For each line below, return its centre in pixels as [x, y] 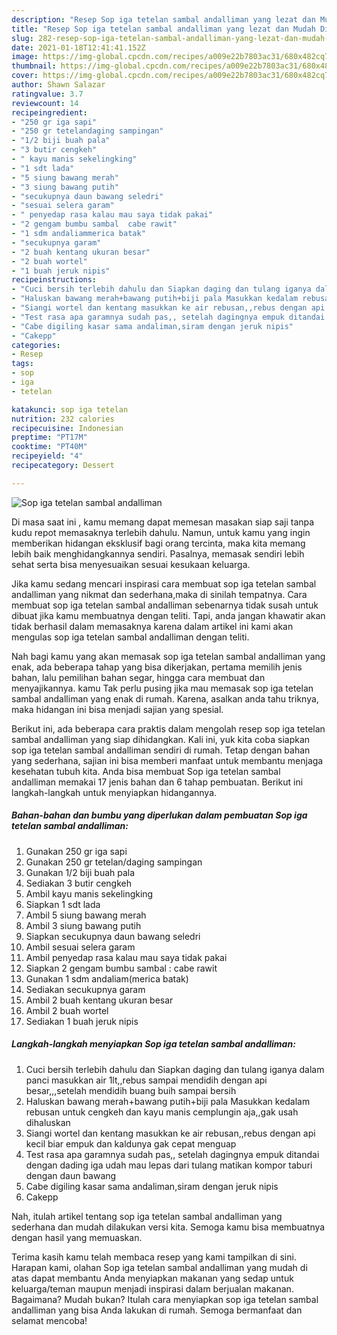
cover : [25, 76]
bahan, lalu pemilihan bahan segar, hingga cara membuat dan [138, 677]
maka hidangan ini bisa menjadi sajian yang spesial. [117, 709]
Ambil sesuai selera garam [80, 947]
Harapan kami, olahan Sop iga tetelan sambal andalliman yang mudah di [159, 1267]
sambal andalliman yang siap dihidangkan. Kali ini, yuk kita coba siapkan [161, 739]
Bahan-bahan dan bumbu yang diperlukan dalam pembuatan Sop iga [159, 815]
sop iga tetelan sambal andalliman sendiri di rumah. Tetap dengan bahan [161, 750]
